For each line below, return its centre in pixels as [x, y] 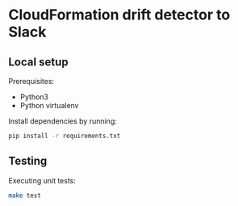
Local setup [38, 62]
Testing [28, 161]
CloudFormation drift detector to [119, 15]
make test [25, 195]
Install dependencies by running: [63, 121]
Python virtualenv [49, 105]
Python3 [34, 97]
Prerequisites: [31, 81]
